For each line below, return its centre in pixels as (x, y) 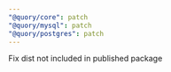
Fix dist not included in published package (85, 59)
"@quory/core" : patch (48, 17)
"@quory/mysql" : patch (50, 25)
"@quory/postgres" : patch (56, 33)
